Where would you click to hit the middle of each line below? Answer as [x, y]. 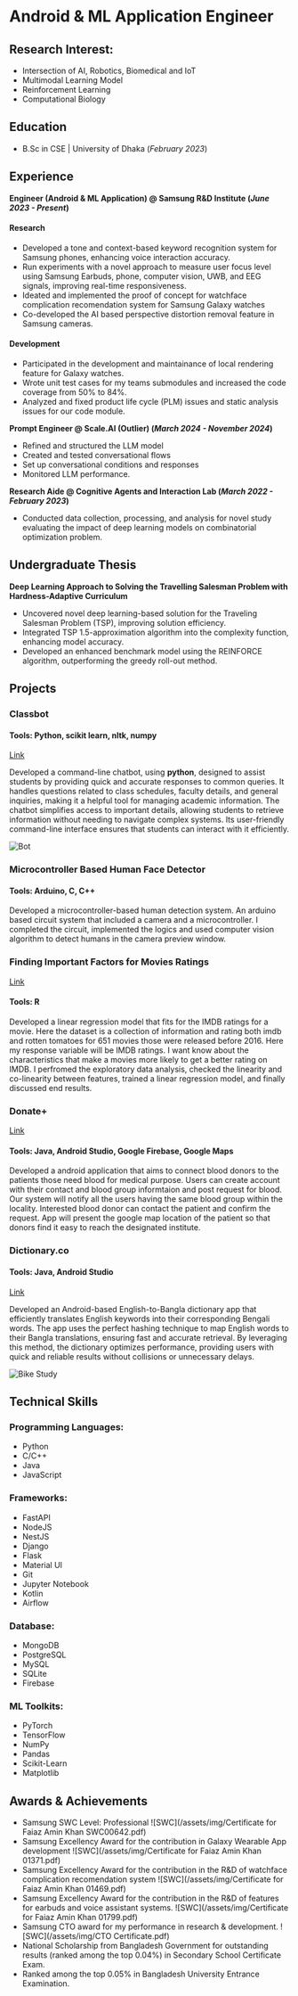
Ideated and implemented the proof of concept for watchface [134, 295]
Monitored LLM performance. [76, 474]
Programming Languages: [67, 1426]
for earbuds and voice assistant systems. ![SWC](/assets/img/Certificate [155, 1908]
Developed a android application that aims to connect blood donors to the [144, 1170]
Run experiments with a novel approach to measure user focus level [146, 267]
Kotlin [32, 1593]
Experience [41, 177]
